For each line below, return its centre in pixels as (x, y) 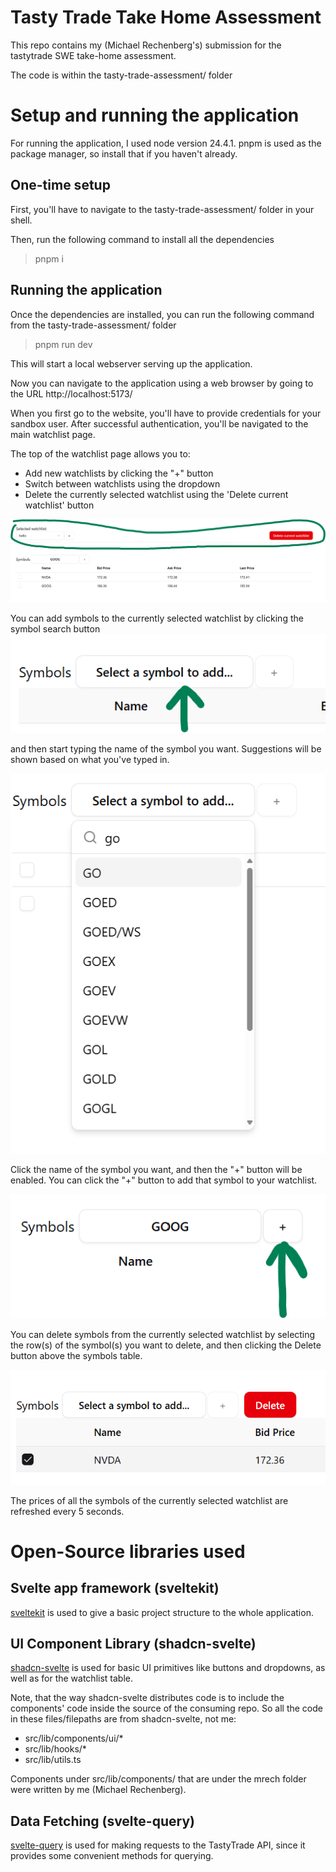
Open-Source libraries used (128, 1551)
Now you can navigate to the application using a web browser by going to (162, 383)
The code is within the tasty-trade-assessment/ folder (121, 75)
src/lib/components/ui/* (74, 1738)
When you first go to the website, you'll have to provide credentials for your (166, 413)
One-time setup (60, 185)
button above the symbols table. (76, 1355)
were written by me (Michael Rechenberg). (98, 1790)
